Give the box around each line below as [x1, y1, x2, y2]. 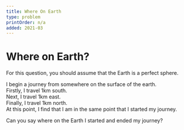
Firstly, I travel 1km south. [6, 87, 67, 94]
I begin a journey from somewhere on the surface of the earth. [6, 81, 157, 88]
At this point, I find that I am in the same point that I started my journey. [6, 106, 178, 113]
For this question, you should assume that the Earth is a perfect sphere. [6, 70, 179, 77]
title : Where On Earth [6, 8, 62, 15]
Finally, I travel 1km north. [6, 100, 67, 107]
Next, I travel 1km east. [6, 93, 61, 100]
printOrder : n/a [6, 19, 46, 25]
